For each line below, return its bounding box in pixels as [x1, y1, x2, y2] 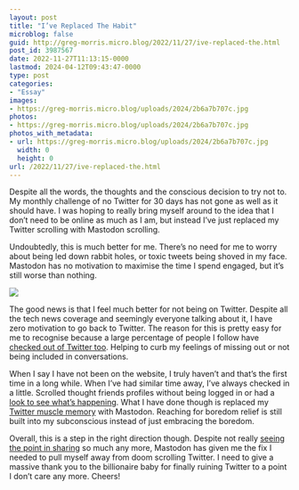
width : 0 [17, 145, 50, 154]
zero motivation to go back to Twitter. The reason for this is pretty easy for [9, 323, 282, 334]
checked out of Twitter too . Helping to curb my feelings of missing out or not [9, 342, 290, 353]
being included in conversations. [9, 351, 129, 362]
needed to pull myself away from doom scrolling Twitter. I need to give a [9, 452, 274, 463]
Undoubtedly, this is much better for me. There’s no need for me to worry [9, 241, 278, 252]
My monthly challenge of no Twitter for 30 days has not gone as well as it [9, 196, 279, 207]
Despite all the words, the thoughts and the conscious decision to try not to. [9, 186, 287, 197]
